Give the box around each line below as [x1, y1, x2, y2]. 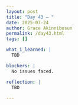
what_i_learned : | [6, 47, 51, 53]
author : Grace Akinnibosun [6, 25, 73, 31]
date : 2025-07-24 [6, 19, 49, 25]
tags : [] [6, 36, 28, 42]
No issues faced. [11, 68, 54, 74]
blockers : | [6, 63, 35, 68]
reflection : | [6, 79, 41, 85]
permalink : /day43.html [6, 31, 65, 37]
